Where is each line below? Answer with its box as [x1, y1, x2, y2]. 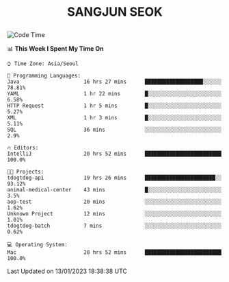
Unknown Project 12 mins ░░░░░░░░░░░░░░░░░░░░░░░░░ [7, 211, 222, 218]
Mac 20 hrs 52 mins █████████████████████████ [7, 249, 222, 256]
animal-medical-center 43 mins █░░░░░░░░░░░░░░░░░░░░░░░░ [7, 187, 222, 193]
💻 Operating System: [7, 242, 68, 248]
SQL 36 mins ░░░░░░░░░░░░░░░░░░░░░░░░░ [7, 126, 222, 134]
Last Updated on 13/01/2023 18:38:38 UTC [7, 267, 128, 275]
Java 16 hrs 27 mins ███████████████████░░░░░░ [7, 78, 222, 86]
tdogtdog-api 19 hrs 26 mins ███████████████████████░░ [7, 174, 222, 182]
